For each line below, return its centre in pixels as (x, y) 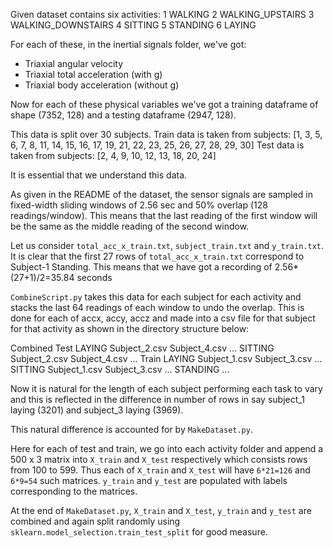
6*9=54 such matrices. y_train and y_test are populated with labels (149, 480)
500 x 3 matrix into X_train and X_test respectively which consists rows (159, 459)
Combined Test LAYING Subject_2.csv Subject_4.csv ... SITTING (142, 348)
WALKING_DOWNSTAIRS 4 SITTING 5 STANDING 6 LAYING (133, 25)
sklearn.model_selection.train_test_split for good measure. (139, 532)
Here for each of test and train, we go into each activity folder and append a (167, 448)
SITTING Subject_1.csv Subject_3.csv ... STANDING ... (120, 369)
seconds (94, 277)
